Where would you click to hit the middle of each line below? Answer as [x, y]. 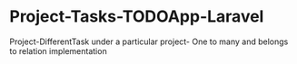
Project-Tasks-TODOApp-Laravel [137, 17]
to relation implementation [58, 50]
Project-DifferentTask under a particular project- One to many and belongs [149, 41]
